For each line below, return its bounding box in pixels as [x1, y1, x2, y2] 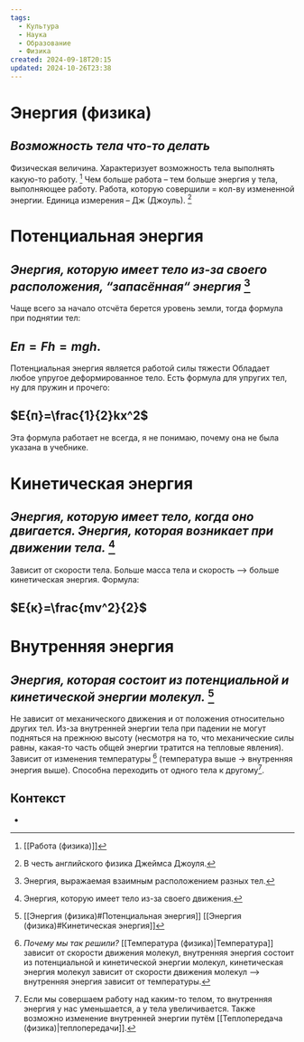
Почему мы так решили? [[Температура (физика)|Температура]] [23, 938, 274, 949]
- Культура [18, 22, 60, 31]
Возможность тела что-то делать [10, 138, 211, 154]
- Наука [18, 30, 48, 39]
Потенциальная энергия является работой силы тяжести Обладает [10, 363, 270, 374]
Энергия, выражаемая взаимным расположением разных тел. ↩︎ [23, 876, 275, 886]
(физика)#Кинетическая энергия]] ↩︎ [23, 920, 165, 932]
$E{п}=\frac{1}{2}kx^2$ [10, 408, 149, 423]
